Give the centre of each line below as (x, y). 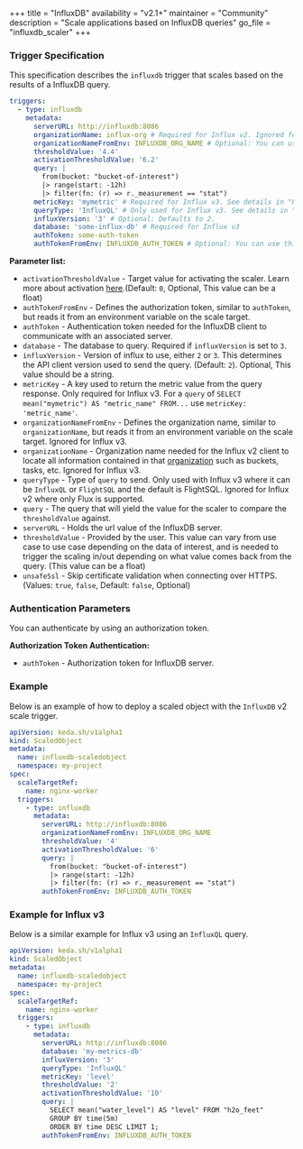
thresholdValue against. (66, 519)
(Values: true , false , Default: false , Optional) (106, 585)
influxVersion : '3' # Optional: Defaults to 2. (124, 219)
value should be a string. (68, 374)
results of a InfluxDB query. (60, 85)
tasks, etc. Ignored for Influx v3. (82, 470)
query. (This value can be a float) (84, 566)
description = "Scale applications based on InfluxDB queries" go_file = (140, 23)
